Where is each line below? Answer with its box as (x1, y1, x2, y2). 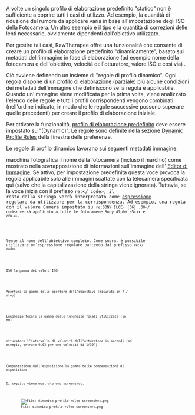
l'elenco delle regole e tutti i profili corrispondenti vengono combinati (6, 97, 174, 104)
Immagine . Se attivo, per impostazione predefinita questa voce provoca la (6, 169, 186, 176)
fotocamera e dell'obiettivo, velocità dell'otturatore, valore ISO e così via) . (6, 60, 186, 67)
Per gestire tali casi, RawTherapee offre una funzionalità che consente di (6, 41, 183, 48)
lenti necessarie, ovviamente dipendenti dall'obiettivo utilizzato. (6, 30, 160, 37)
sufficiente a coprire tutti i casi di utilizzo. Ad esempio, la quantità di (6, 11, 170, 18)
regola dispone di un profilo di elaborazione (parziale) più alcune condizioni (6, 78, 190, 85)
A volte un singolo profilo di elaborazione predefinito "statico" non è (6, 5, 171, 12)
